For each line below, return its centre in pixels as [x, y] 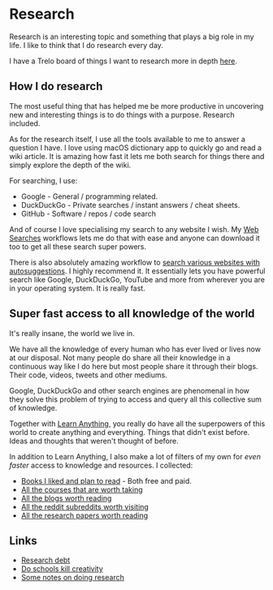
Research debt [45, 560]
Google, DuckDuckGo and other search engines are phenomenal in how [130, 390]
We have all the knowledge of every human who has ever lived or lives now [135, 349]
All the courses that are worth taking [82, 489]
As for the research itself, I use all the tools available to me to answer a [128, 139]
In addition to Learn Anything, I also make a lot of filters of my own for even [135, 456]
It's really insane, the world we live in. [72, 333]
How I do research [56, 86]
